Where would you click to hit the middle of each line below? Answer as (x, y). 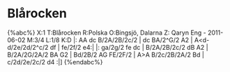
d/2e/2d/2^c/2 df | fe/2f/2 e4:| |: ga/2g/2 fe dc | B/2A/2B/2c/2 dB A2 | (108, 47)
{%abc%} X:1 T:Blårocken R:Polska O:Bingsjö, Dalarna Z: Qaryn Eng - (107, 33)
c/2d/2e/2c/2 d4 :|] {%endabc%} (55, 62)
